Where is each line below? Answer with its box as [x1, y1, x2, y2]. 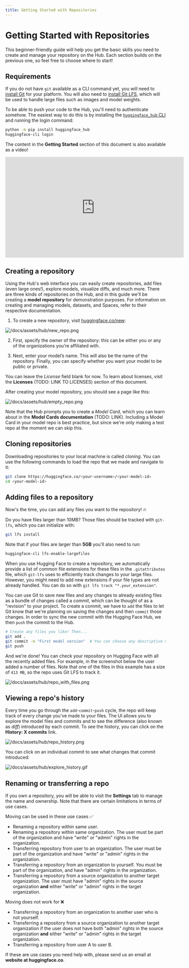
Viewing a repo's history [5, 694, 85, 702]
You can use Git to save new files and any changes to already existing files [5, 592, 162, 599]
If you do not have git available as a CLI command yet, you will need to [5, 85, 155, 92]
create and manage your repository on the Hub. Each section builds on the [5, 52, 162, 58]
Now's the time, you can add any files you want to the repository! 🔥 [5, 507, 147, 513]
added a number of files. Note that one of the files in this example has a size [5, 664, 166, 670]
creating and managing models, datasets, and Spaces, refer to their [5, 302, 147, 308]
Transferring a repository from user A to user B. [12, 942, 113, 948]
